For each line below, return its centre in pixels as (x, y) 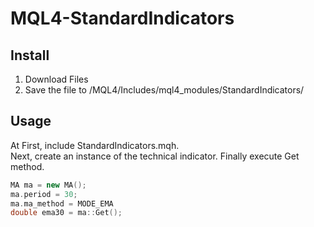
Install (30, 55)
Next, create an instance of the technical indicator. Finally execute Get (155, 156)
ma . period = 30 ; (44, 194)
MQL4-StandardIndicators (122, 18)
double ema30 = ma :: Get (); (66, 213)
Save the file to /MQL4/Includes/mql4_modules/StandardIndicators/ (164, 90)
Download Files (56, 79)
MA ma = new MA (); (48, 185)
